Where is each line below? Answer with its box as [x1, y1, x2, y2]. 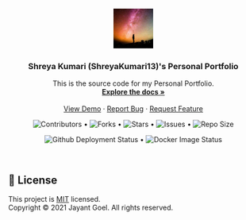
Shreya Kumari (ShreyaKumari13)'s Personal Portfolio [28, 60, 239, 71]
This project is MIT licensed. [8, 195, 101, 204]
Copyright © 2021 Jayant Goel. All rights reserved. [8, 203, 174, 213]
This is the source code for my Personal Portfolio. [52, 79, 214, 88]
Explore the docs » [102, 87, 165, 97]
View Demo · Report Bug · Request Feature [63, 104, 204, 114]
